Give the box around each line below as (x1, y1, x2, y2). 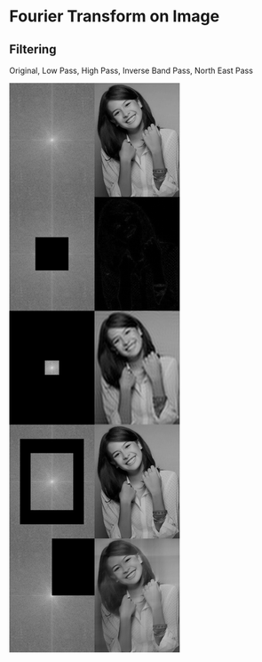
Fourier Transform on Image (9, 6, 220, 27)
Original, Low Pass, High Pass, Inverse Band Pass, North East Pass (9, 65, 253, 76)
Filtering (9, 42, 57, 57)
